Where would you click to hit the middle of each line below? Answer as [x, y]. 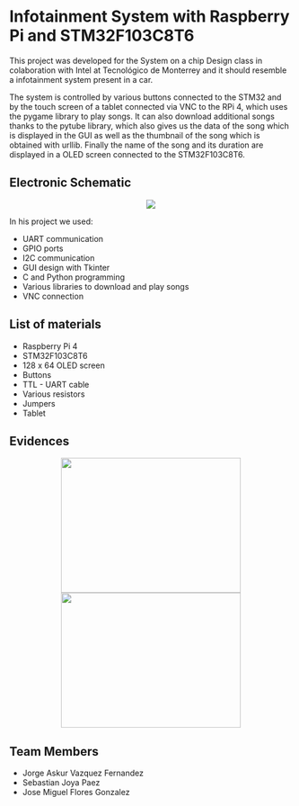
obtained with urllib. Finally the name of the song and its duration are [136, 145]
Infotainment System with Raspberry [149, 17]
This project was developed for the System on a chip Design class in [136, 60]
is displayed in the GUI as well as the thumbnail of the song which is [135, 135]
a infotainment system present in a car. [81, 79]
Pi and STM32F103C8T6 [102, 36]
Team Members [54, 752]
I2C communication [58, 257]
